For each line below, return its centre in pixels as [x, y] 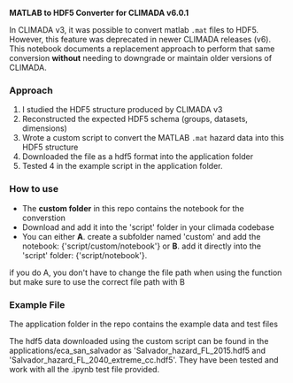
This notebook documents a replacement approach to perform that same [142, 49]
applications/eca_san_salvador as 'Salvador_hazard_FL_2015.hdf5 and [138, 350]
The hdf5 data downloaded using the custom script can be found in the [139, 341]
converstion [44, 218]
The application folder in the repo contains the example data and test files [144, 324]
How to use [34, 189]
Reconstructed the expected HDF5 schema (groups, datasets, [135, 119]
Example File [37, 304]
